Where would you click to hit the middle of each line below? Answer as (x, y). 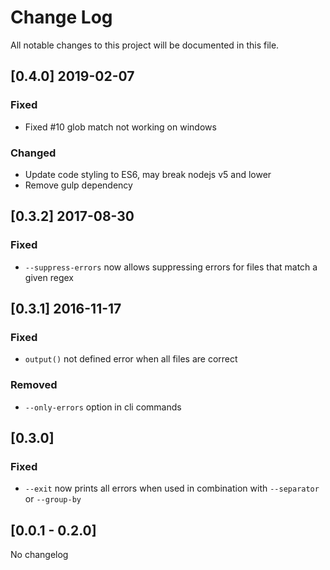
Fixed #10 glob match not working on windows (120, 127)
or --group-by (53, 499)
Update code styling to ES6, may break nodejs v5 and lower (148, 174)
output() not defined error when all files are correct (131, 359)
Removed (34, 385)
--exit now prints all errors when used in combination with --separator (172, 488)
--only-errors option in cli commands (103, 407)
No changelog (39, 555)
